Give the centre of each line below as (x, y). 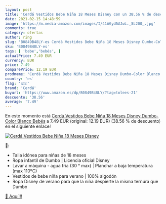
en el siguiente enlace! (28, 126)
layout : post (19, 10)
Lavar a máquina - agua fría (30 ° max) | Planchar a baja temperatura (83, 166)
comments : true (21, 28)
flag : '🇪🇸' (17, 83)
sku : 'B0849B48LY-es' (27, 47)
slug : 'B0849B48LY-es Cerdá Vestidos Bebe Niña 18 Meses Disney (73, 42)
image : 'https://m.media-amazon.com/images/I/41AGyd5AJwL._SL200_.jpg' (80, 24)
